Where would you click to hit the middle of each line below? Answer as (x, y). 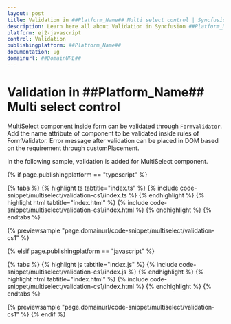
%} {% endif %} (43, 314)
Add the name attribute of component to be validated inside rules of (103, 133)
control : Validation (37, 39)
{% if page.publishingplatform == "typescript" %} (77, 174)
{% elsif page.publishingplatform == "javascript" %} (81, 251)
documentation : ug (33, 52)
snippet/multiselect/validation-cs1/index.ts (67, 195)
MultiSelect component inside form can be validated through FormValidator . (114, 126)
